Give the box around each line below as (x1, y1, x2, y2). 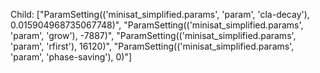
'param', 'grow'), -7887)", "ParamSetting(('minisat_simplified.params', (10, 30, 297, 41)
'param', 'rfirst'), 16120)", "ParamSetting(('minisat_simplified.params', (10, 40, 295, 52)
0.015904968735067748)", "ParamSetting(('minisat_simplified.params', (10, 19, 304, 31)
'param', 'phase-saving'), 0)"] (10, 51, 133, 63)
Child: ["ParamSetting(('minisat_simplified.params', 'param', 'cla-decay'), (10, 9, 310, 20)
